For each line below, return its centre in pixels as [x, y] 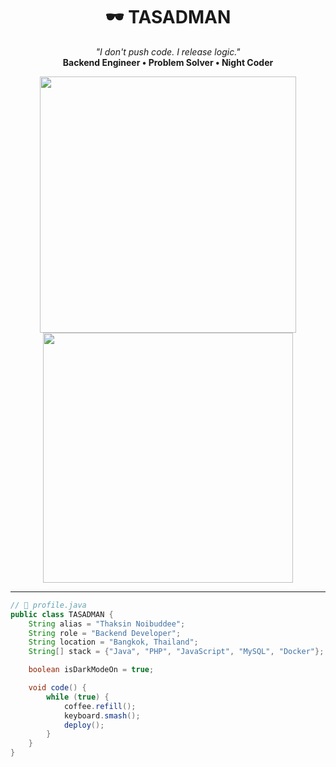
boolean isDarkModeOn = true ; [91, 670]
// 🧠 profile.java [48, 605]
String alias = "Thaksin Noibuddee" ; [107, 624]
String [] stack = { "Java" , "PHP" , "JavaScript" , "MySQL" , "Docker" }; [176, 652]
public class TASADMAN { [62, 614]
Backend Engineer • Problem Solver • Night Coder [168, 62]
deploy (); [84, 725]
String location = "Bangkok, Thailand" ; [113, 642]
